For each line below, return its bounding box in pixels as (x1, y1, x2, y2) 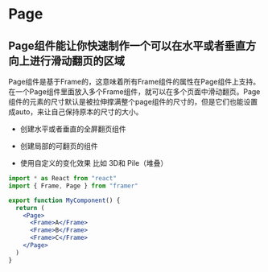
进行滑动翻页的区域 (29, 54, 125, 68)
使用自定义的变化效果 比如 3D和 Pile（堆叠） (19, 159, 168, 167)
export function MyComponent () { (8, 196, 121, 204)
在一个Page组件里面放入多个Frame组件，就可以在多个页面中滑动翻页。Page (8, 87, 261, 97)
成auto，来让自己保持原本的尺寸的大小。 (8, 107, 143, 117)
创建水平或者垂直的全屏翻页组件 (19, 124, 126, 134)
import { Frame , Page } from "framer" (8, 182, 138, 190)
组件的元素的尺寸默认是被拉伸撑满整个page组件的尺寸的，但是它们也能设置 (8, 97, 258, 106)
